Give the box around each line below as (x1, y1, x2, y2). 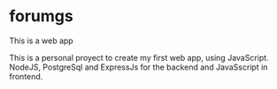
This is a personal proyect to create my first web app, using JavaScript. (9, 52, 269, 63)
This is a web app (9, 35, 73, 46)
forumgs (9, 6, 73, 26)
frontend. (9, 70, 43, 81)
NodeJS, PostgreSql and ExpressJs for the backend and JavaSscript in (9, 62, 268, 72)
